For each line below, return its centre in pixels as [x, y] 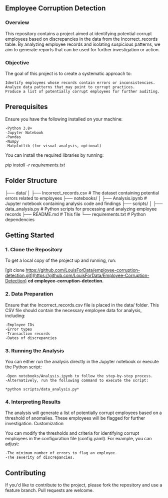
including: [15, 316]
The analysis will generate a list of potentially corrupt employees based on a [83, 413]
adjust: [12, 444]
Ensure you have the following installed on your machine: [64, 119]
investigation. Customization [34, 424]
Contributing [25, 473]
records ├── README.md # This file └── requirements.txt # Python [75, 214]
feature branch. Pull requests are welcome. [49, 490]
